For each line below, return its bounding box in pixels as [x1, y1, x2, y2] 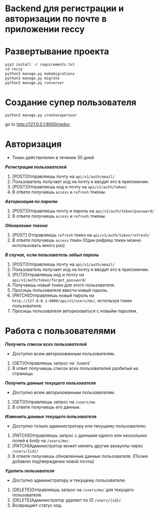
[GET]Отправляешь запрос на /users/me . [12, 399, 96, 405]
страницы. [12, 370, 34, 376]
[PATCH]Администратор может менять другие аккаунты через [12, 443, 143, 449]
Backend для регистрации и [5, 3, 124, 14]
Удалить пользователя [5, 468, 54, 474]
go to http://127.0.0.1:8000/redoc [5, 122, 71, 127]
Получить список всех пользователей [5, 341, 87, 347]
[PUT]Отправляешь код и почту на [12, 272, 84, 278]
